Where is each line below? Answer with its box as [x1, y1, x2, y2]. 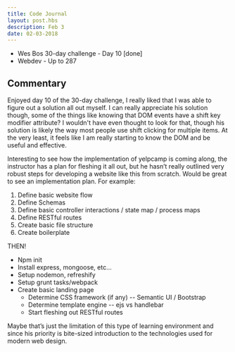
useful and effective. [7, 141, 67, 150]
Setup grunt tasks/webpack [17, 278, 99, 286]
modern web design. [7, 336, 68, 346]
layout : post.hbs [7, 17, 58, 24]
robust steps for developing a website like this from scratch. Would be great [7, 170, 227, 178]
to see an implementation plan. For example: [7, 177, 136, 186]
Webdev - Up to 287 [17, 57, 77, 66]
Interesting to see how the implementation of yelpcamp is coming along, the [7, 154, 227, 163]
